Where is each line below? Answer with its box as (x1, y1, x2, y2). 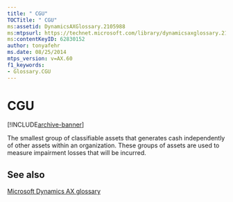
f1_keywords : (7, 62, 45, 68)
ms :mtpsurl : (7, 29, 42, 37)
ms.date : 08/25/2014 (7, 49, 67, 56)
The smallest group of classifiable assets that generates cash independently (7, 134, 225, 143)
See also (7, 169, 45, 181)
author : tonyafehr (7, 42, 60, 49)
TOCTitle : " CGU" (7, 17, 58, 24)
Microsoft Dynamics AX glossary (7, 187, 101, 196)
